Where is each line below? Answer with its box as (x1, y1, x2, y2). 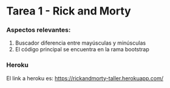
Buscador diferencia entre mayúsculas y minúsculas (15, 39, 146, 46)
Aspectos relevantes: (6, 26, 71, 34)
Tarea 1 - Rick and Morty (6, 4, 132, 18)
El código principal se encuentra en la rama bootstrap (15, 46, 150, 53)
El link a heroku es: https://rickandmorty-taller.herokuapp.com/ (6, 74, 164, 82)
